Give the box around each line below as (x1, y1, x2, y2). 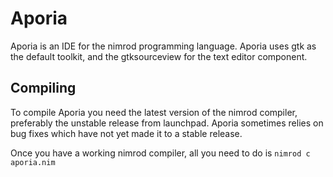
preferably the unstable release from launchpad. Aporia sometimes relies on (10, 117, 324, 129)
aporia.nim (10, 157, 56, 167)
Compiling (10, 80, 77, 97)
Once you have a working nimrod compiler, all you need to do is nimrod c (10, 147, 311, 159)
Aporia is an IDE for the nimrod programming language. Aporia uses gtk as (10, 40, 317, 52)
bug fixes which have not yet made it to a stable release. (10, 127, 243, 139)
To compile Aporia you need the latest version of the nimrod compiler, (10, 106, 298, 118)
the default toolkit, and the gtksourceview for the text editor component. (10, 50, 308, 62)
